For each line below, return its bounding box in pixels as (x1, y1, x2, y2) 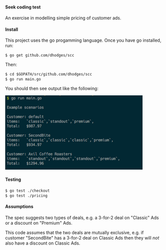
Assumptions (5, 204, 34, 210)
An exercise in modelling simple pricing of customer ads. (5, 15, 122, 21)
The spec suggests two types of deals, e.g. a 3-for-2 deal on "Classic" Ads (5, 214, 159, 221)
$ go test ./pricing (5, 193, 48, 198)
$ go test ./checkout (5, 188, 50, 193)
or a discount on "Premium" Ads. (5, 220, 73, 226)
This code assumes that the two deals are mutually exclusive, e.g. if (5, 229, 144, 236)
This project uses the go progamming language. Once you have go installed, (5, 37, 162, 43)
